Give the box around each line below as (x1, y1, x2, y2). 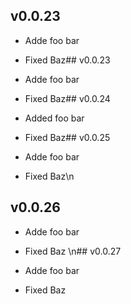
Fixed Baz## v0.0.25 (24, 131, 111, 143)
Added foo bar (24, 112, 85, 124)
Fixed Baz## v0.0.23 (24, 54, 111, 66)
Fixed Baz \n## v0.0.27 (24, 245, 122, 257)
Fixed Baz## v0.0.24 (24, 92, 111, 104)
